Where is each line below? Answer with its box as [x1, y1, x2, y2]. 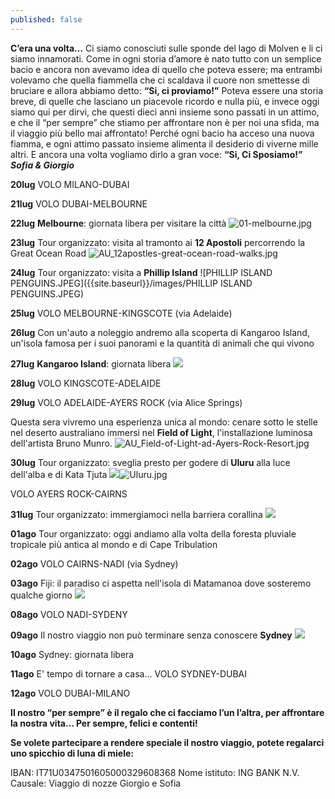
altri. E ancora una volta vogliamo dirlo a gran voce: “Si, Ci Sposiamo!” [10, 148, 303, 160]
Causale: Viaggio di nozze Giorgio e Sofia [10, 777, 182, 789]
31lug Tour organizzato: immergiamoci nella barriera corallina [10, 508, 263, 520]
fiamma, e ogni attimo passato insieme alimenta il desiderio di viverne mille [10, 137, 319, 150]
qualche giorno [10, 589, 73, 601]
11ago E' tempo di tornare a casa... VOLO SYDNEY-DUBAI [10, 667, 248, 680]
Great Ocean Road [10, 247, 87, 259]
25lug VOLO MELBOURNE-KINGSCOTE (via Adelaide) [10, 307, 233, 319]
